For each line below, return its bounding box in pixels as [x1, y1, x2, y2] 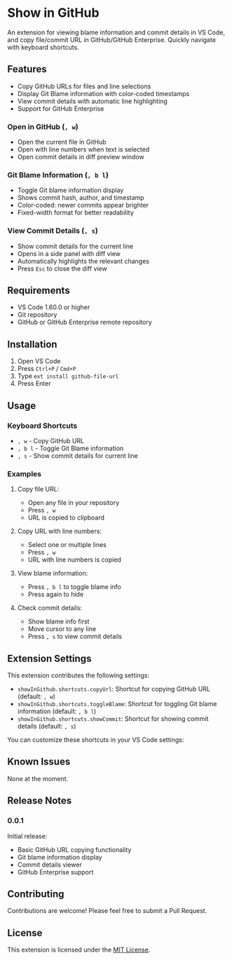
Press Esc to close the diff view [17, 264, 107, 273]
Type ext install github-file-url [17, 372, 119, 380]
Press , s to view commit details [27, 633, 123, 641]
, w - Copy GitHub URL [17, 436, 85, 445]
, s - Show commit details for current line [17, 451, 138, 460]
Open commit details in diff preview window [17, 153, 145, 161]
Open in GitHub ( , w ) [7, 121, 79, 131]
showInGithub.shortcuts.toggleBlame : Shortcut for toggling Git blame [17, 700, 217, 708]
